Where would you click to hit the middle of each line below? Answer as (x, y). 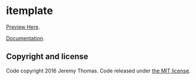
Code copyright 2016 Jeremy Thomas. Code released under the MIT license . (98, 71)
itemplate (30, 11)
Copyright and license (47, 57)
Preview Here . (23, 27)
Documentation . (25, 38)
